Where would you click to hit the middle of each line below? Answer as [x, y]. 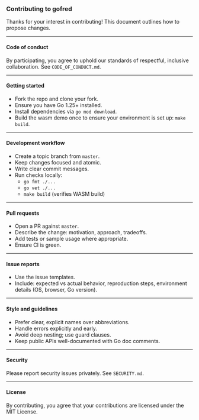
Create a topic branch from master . [57, 156]
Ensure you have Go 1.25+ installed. [58, 105]
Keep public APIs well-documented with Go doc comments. [87, 341]
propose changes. [28, 28]
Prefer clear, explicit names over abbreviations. [72, 322]
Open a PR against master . [47, 226]
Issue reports [23, 264]
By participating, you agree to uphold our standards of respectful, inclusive [98, 60]
